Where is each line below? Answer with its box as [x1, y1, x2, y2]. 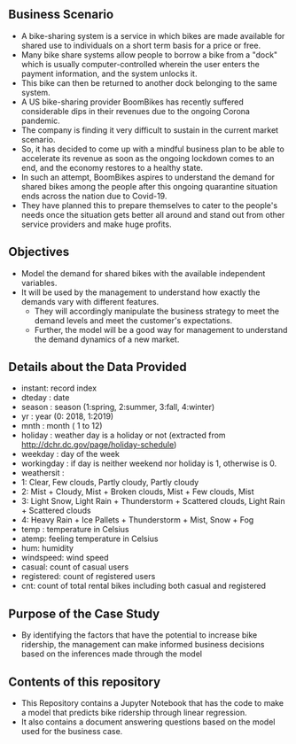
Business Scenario [8, 7, 114, 22]
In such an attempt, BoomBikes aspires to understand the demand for [20, 172, 276, 182]
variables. [20, 277, 58, 288]
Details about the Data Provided [8, 360, 187, 375]
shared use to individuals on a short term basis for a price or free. [20, 40, 261, 50]
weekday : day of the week [20, 449, 121, 460]
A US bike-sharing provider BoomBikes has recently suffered [20, 97, 245, 107]
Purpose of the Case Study [8, 606, 160, 621]
